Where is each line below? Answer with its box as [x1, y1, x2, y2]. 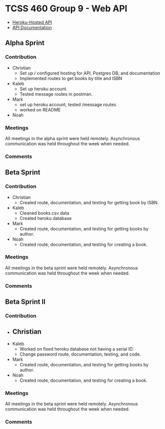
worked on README [19, 107, 61, 112]
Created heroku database [19, 215, 72, 221]
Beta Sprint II [5, 298, 46, 306]
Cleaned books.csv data [19, 210, 69, 216]
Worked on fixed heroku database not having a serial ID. [19, 346, 134, 352]
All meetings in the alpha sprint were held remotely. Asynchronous [5, 135, 140, 141]
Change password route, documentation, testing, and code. [19, 351, 141, 357]
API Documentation [12, 24, 52, 30]
